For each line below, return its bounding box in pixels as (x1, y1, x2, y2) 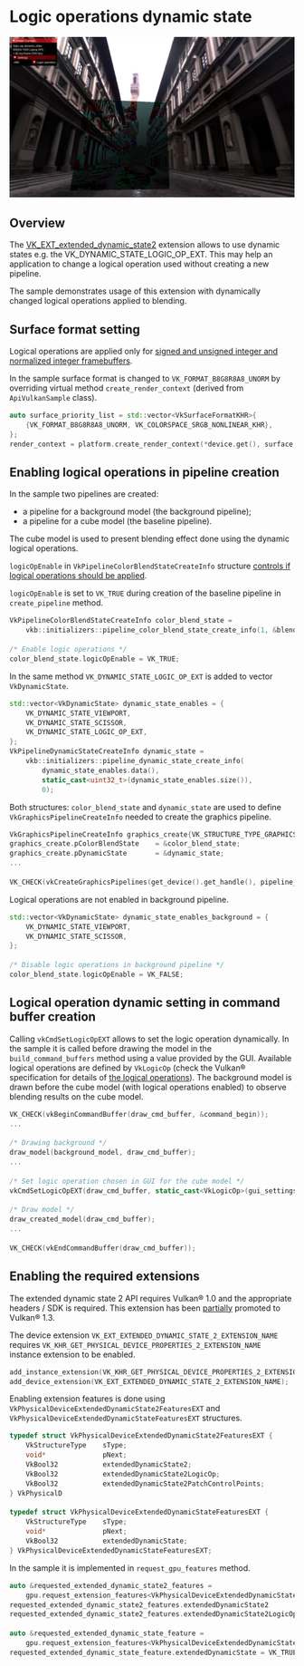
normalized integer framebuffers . (9, 355, 133, 366)
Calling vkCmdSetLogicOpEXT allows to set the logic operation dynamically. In (9, 1033, 290, 1044)
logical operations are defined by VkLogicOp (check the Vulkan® (9, 1062, 246, 1073)
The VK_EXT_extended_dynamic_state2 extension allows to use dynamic (9, 239, 280, 250)
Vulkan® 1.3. (9, 1312, 56, 1322)
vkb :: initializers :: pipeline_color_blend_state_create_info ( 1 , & (25, 625, 278, 635)
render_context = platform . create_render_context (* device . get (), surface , (9, 440, 298, 449)
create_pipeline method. (9, 597, 104, 608)
